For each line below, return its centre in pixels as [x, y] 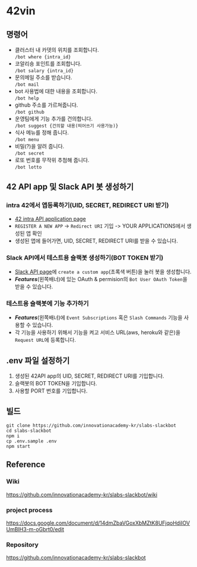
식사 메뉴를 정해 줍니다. [42, 133]
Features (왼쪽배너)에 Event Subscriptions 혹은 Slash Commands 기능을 [99, 317]
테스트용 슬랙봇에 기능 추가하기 [47, 303]
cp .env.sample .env [32, 441]
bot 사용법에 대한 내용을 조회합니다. [56, 91]
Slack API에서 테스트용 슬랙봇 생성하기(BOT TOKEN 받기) [85, 257]
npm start [18, 446]
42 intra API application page [50, 219]
